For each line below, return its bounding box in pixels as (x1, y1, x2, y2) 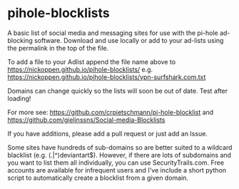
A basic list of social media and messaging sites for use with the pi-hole (7, 29, 219, 37)
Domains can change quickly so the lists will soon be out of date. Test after (7, 86, 228, 95)
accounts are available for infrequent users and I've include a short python (7, 165, 227, 174)
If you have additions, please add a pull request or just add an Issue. (7, 129, 208, 138)
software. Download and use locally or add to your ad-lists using (34, 36, 224, 44)
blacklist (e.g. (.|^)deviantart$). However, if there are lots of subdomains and (7, 150, 232, 159)
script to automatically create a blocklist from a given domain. (7, 173, 189, 182)
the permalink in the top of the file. (7, 44, 109, 52)
